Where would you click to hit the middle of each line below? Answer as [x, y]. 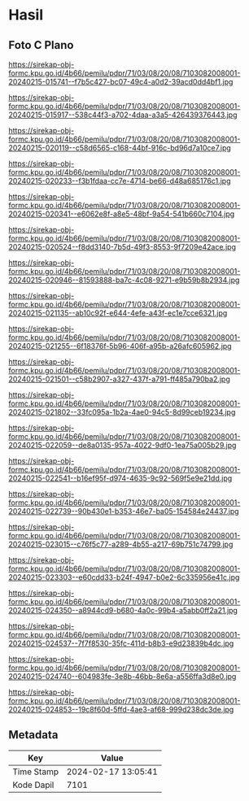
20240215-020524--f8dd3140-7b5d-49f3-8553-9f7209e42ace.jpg [122, 247]
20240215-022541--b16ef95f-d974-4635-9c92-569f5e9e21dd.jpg [120, 478]
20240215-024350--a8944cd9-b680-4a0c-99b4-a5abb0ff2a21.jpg [123, 610]
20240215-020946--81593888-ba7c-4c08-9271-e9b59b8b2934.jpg [124, 280]
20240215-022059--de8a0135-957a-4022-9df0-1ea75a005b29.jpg [122, 445]
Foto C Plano [41, 45]
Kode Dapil [33, 785]
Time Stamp [36, 772]
